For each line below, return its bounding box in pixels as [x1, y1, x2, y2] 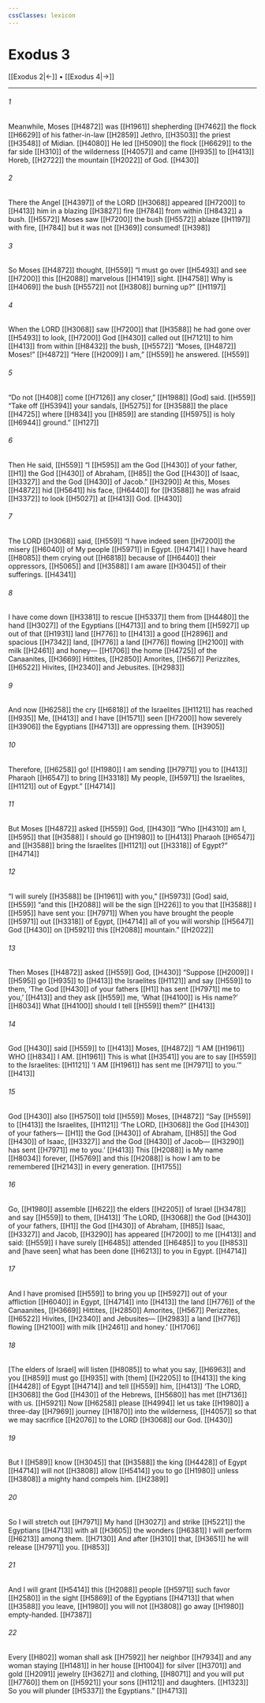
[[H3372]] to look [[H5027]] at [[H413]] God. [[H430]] [8, 493, 183, 503]
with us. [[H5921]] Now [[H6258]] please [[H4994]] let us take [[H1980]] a [8, 1398, 250, 1408]
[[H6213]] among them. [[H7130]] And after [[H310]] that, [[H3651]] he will [8, 1533, 248, 1544]
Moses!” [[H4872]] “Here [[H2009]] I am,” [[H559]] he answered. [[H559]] [8, 350, 250, 359]
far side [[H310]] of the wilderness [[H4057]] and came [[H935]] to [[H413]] [8, 147, 255, 156]
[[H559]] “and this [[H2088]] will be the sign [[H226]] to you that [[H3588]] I [8, 900, 256, 909]
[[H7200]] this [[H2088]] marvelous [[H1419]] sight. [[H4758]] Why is [8, 274, 233, 283]
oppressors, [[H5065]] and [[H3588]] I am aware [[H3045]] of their [8, 561, 226, 571]
